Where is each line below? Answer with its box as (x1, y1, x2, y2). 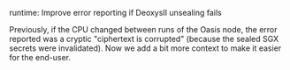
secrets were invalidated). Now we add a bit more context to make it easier (9, 43, 282, 53)
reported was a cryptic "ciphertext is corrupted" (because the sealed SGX (9, 34, 279, 44)
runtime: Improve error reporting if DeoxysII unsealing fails (9, 8, 223, 17)
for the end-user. (9, 52, 72, 62)
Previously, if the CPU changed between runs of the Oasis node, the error (9, 24, 278, 34)
